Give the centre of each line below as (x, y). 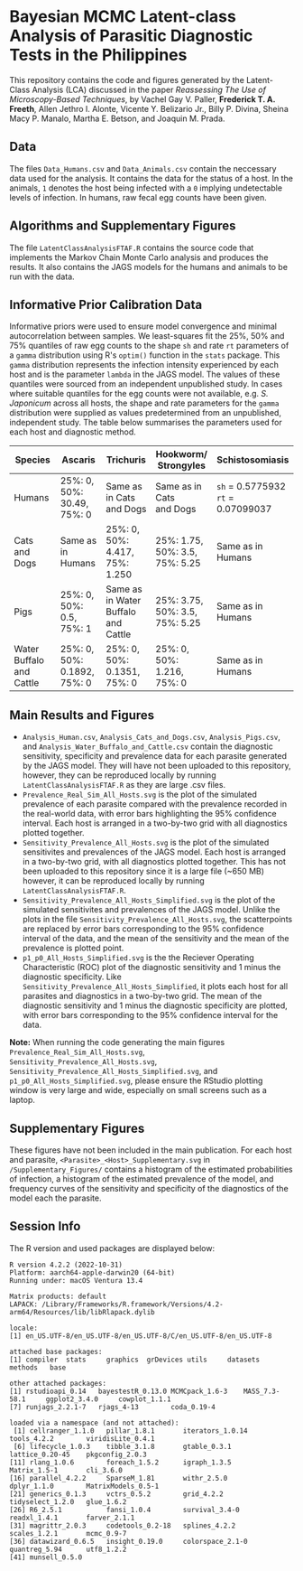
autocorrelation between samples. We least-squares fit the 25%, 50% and (147, 336)
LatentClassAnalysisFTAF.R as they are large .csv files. (124, 785)
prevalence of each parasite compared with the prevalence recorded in (154, 804)
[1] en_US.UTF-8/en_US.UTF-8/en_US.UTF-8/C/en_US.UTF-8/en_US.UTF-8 (141, 1336)
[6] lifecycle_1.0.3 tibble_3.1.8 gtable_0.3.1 (122, 1446)
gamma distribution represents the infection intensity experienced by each (144, 365)
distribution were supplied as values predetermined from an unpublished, (146, 413)
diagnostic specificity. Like (72, 977)
